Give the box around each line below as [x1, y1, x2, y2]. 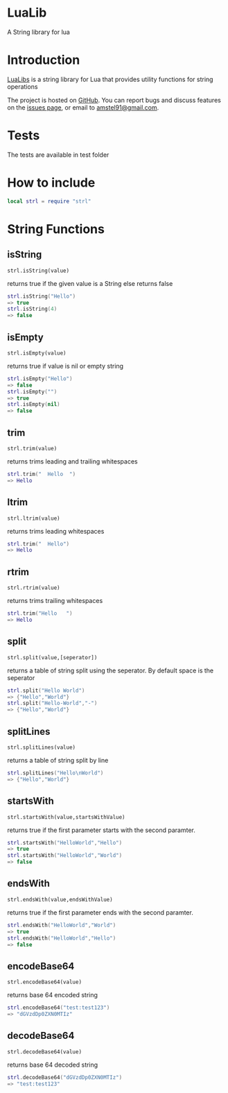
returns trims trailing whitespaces [7, 597, 103, 605]
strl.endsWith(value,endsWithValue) [7, 896, 113, 903]
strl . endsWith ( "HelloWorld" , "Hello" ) [7, 935, 116, 942]
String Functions [7, 221, 105, 237]
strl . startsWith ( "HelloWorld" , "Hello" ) [7, 839, 123, 846]
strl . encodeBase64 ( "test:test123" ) [7, 1004, 110, 1011]
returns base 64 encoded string [7, 991, 98, 999]
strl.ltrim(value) [7, 515, 60, 522]
